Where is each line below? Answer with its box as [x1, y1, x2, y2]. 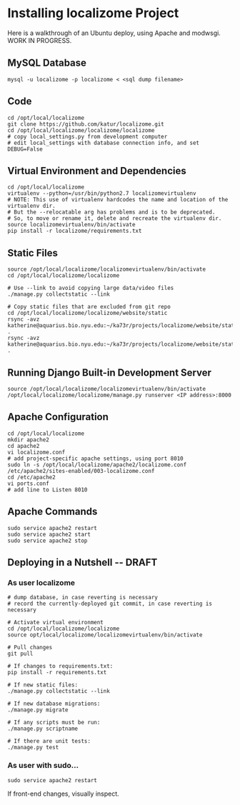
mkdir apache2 [7, 436, 50, 444]
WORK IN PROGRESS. [7, 36, 72, 44]
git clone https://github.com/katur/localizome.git [7, 120, 164, 128]
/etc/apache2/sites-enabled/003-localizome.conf [7, 467, 155, 474]
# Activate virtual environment [7, 619, 104, 626]
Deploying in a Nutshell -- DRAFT [7, 556, 158, 569]
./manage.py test [7, 744, 59, 751]
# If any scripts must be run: [7, 719, 101, 726]
